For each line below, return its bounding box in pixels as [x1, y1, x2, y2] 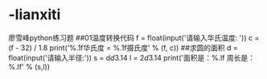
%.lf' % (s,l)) [8, 61, 51, 71]
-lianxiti [8, 6, 61, 24]
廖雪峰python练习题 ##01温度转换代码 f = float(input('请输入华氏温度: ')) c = [8, 33, 260, 42]
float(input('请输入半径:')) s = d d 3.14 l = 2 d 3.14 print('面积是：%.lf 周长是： [8, 53, 256, 62]
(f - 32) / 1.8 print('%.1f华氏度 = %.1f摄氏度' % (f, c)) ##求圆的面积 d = [8, 42, 239, 53]
